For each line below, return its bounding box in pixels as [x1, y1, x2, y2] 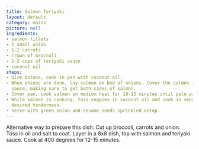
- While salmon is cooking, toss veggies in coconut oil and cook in [6, 96, 182, 102]
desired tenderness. [11, 102, 62, 108]
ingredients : [6, 31, 38, 37]
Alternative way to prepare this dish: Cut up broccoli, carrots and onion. [6, 124, 181, 131]
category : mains [6, 20, 46, 25]
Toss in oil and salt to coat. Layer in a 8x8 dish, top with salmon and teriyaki [6, 130, 191, 137]
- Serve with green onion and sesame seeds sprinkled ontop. [6, 108, 161, 114]
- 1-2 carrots [6, 47, 41, 53]
